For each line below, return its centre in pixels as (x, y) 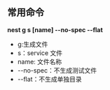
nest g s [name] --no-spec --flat (55, 29)
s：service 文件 (40, 53)
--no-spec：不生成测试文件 (57, 70)
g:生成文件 (33, 44)
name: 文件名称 (40, 61)
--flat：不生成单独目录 (49, 79)
